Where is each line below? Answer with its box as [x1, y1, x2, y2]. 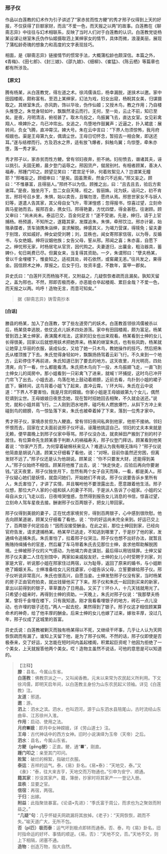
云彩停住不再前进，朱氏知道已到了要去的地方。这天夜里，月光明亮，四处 [13, 358, 162, 364]
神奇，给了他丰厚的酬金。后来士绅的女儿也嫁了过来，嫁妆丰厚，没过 [18, 610, 158, 616]
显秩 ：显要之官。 [17, 781, 53, 787]
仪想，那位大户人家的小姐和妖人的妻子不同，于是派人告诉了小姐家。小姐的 [5, 487, 158, 493]
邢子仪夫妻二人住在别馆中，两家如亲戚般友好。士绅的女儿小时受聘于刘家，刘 [5, 553, 162, 560]
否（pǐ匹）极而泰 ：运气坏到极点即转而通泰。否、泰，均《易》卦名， [17, 825, 157, 831]
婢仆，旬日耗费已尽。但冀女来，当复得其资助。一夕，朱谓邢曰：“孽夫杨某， [5, 250, 160, 256]
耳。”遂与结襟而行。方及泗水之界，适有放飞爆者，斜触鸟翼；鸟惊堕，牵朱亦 [5, 139, 158, 145]
